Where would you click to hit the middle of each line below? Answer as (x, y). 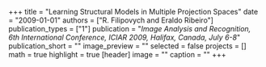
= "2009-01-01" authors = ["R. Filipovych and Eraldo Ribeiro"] (111, 20)
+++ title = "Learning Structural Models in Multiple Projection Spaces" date (133, 12)
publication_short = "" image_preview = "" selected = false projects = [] (127, 46)
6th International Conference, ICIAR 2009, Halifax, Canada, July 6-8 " (125, 37)
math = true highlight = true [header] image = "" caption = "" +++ (117, 54)
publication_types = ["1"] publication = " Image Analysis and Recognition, (130, 29)
